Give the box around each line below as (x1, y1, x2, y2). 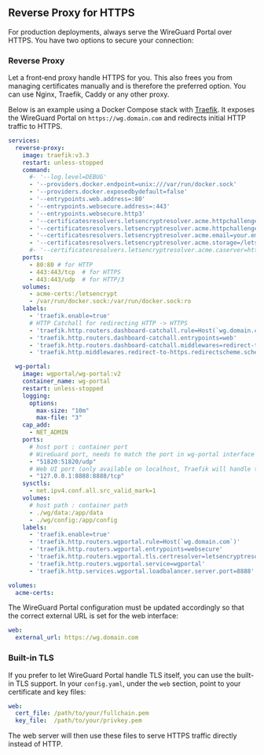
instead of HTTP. (8, 739, 63, 749)
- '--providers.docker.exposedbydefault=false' (28, 188, 189, 196)
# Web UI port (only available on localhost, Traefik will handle (28, 465, 251, 473)
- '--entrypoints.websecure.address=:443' (28, 202, 170, 211)
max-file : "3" (36, 414, 82, 422)
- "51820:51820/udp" (28, 457, 97, 466)
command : (22, 166, 51, 174)
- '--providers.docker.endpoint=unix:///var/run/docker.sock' (28, 181, 237, 189)
